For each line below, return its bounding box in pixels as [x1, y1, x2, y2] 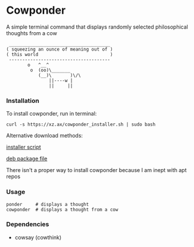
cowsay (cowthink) [14, 233, 62, 241]
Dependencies [6, 220, 49, 229]
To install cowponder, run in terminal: [6, 110, 97, 117]
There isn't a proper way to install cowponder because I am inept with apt [6, 167, 187, 174]
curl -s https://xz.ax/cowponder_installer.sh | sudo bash [6, 121, 156, 128]
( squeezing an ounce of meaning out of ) [6, 46, 113, 52]
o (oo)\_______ [30, 67, 70, 73]
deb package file [6, 155, 48, 162]
